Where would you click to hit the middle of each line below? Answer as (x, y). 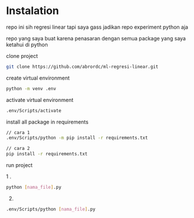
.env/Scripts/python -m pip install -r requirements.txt (77, 138)
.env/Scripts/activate (34, 110)
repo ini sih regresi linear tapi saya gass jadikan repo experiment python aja (97, 27)
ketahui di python (27, 45)
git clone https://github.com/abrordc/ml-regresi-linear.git (82, 67)
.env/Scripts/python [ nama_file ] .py (51, 209)
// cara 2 (18, 149)
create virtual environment (38, 78)
